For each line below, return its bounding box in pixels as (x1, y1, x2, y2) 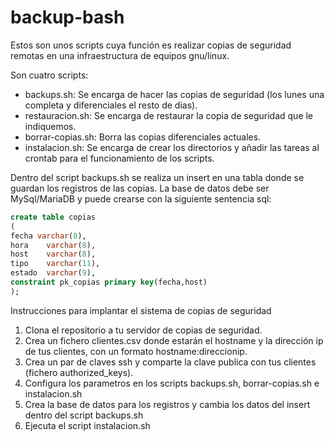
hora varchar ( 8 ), (10, 240, 97, 250)
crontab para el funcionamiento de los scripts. (24, 152, 215, 164)
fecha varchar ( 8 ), (10, 231, 87, 241)
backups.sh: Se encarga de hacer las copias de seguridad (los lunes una (24, 88, 325, 100)
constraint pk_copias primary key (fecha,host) (10, 277, 208, 288)
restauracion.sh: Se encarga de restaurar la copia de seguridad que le (24, 109, 314, 121)
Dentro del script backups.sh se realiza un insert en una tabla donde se (10, 171, 305, 183)
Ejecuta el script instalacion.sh (24, 419, 151, 431)
